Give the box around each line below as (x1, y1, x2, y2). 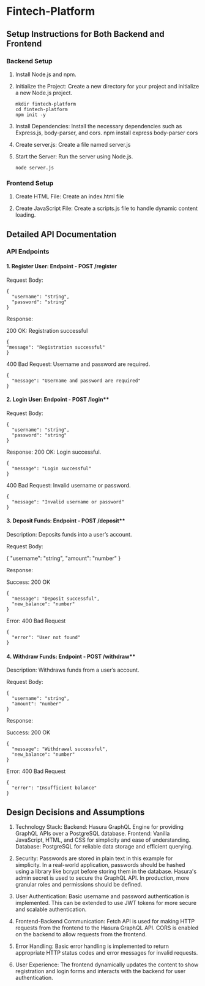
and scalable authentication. (15, 906, 87, 913)
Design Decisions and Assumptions (6, 807, 145, 817)
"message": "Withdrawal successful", (12, 746, 108, 753)
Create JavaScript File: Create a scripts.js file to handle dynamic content (15, 204, 198, 212)
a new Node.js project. (15, 89, 72, 96)
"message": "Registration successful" (6, 344, 105, 351)
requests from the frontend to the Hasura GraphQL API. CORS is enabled (15, 924, 199, 931)
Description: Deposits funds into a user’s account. (6, 531, 132, 538)
